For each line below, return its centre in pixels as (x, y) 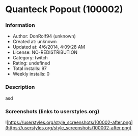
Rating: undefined (31, 63)
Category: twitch (30, 58)
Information (20, 25)
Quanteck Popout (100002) (64, 9)
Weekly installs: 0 (31, 74)
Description (20, 87)
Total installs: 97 (30, 69)
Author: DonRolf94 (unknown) (44, 36)
